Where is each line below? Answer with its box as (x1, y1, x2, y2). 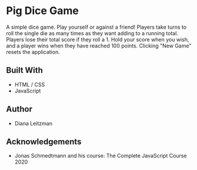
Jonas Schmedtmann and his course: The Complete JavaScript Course (14, 152, 187, 159)
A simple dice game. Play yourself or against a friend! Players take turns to (6, 23, 187, 30)
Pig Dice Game (6, 4, 79, 18)
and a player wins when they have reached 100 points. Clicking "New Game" (6, 42, 192, 49)
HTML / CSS (14, 81, 45, 88)
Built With (6, 66, 43, 76)
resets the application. (6, 48, 60, 55)
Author (6, 104, 32, 114)
